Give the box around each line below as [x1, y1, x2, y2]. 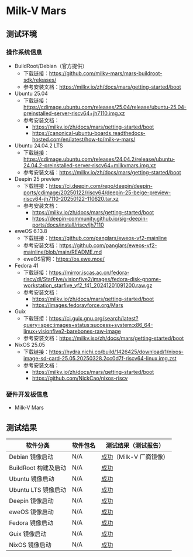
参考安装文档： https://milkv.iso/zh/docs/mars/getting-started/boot [23, 335, 184, 342]
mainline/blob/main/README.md [23, 248, 102, 255]
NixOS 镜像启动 [9, 541, 51, 549]
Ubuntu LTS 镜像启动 [9, 485, 67, 494]
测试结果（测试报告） [105, 441, 165, 450]
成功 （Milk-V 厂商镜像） [101, 453, 169, 461]
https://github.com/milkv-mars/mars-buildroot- [49, 69, 163, 77]
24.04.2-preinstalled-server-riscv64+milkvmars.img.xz [23, 161, 156, 168]
